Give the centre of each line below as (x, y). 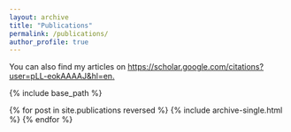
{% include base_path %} (56, 93)
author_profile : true (49, 42)
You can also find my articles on (68, 67)
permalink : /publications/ (59, 33)
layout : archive (39, 17)
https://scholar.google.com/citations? (195, 67)
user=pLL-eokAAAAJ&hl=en (61, 77)
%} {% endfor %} (41, 120)
